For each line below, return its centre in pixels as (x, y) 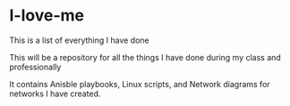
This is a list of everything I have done (79, 40)
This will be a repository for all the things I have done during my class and (145, 57)
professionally (35, 67)
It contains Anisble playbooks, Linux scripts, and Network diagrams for (140, 84)
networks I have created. (55, 94)
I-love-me (47, 16)
